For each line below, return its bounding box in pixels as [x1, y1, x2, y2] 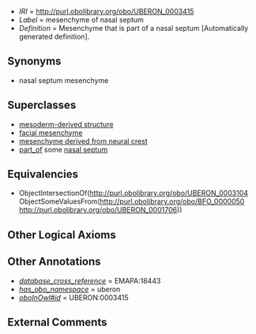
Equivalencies [7, 167, 78, 181]
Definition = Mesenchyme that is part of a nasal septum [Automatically [18, 24, 249, 32]
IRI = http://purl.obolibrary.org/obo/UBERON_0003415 [18, 7, 194, 16]
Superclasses [7, 99, 77, 112]
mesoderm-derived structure [18, 119, 114, 129]
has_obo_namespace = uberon [18, 284, 121, 294]
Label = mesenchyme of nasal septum [18, 15, 144, 24]
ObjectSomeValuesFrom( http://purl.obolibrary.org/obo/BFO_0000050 [18, 197, 245, 206]
